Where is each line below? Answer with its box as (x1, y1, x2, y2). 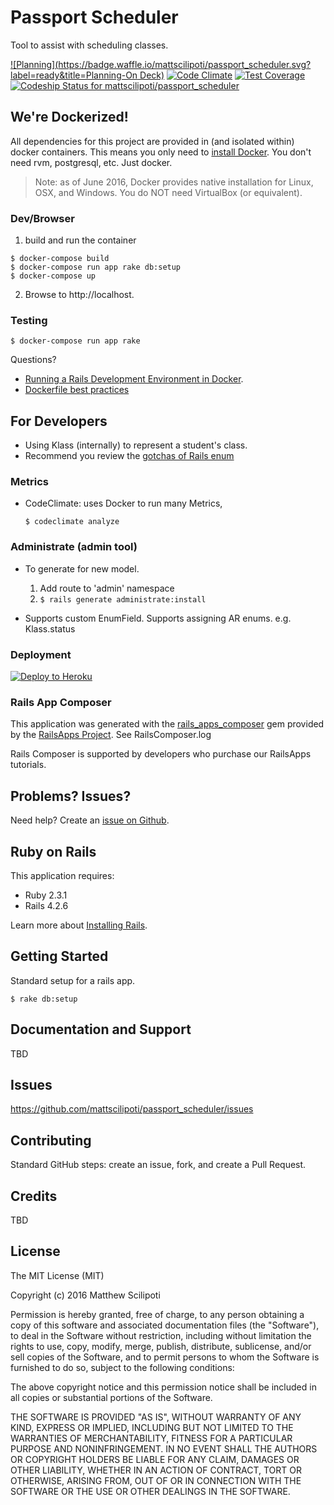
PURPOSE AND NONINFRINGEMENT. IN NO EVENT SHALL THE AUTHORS (10, 1442, 318, 1455)
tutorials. (10, 759, 47, 771)
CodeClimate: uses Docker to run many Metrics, (24, 497, 223, 510)
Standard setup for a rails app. (10, 974, 136, 986)
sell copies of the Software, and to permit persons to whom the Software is (10, 1351, 320, 1363)
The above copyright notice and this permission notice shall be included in (10, 1381, 317, 1393)
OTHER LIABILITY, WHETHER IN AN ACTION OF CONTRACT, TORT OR (10, 1464, 302, 1476)
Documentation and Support (10, 1021, 192, 1038)
